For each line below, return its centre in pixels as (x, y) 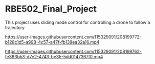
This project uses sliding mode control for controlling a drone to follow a (77, 22)
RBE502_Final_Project (51, 9)
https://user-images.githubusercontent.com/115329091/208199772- (73, 37)
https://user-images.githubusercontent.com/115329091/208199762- (73, 51)
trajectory (15, 27)
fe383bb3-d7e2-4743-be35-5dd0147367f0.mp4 (54, 56)
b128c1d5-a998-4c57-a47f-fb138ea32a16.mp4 (52, 42)
